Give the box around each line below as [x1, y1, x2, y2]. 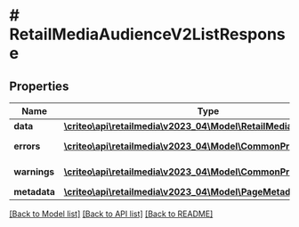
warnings [13, 166, 55, 178]
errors [13, 140, 41, 152]
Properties [9, 78, 69, 93]
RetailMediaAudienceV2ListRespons [9, 24, 287, 45]
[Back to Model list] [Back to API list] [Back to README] [9, 208, 214, 219]
